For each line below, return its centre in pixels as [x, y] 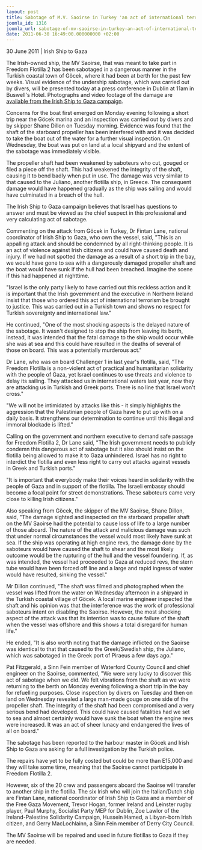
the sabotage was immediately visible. [54, 152]
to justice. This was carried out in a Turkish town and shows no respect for [99, 307]
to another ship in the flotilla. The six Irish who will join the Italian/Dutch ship [100, 792]
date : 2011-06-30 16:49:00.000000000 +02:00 [63, 34]
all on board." [23, 731]
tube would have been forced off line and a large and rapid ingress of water [100, 568]
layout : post [23, 12]
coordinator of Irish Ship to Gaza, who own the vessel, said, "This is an [94, 238]
